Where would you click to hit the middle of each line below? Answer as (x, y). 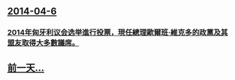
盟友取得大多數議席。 (43, 43)
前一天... (26, 68)
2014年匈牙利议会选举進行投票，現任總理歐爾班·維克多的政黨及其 (117, 33)
